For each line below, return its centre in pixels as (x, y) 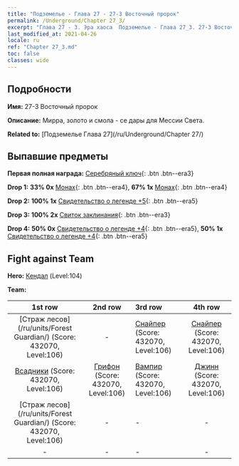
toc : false (23, 54)
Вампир (148, 366)
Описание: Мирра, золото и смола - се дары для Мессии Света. (106, 120)
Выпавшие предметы (58, 156)
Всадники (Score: (45, 371)
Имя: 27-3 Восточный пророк (53, 106)
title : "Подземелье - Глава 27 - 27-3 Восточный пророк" (94, 14)
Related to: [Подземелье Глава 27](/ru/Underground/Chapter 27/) (106, 134)
